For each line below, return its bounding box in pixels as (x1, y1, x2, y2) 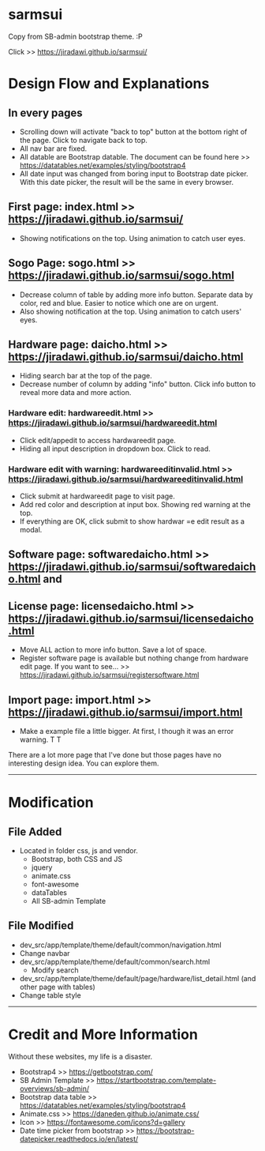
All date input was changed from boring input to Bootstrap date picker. (19, 168, 248, 179)
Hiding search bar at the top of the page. (19, 371, 152, 381)
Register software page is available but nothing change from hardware (19, 653, 248, 663)
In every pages (8, 106, 83, 119)
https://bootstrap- (136, 1126, 195, 1135)
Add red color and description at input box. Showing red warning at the (19, 499, 251, 509)
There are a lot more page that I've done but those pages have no (8, 750, 222, 759)
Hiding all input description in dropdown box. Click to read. (19, 444, 211, 453)
